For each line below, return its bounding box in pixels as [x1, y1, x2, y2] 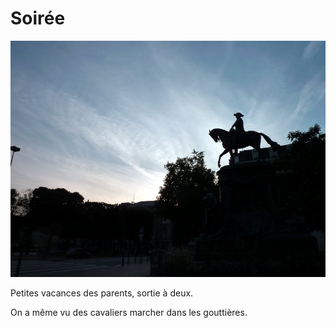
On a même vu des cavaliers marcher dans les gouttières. [10, 306, 248, 318]
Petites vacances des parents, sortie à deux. [10, 287, 194, 299]
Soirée [10, 7, 66, 30]
